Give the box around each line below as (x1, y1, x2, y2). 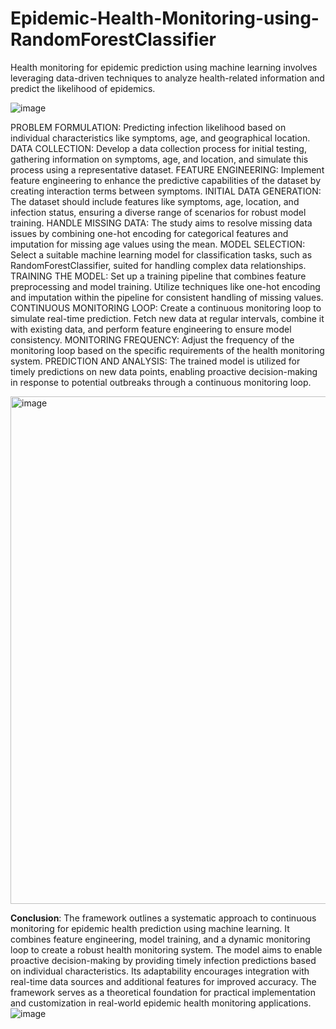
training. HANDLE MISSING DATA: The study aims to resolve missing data (10, 217, 313, 229)
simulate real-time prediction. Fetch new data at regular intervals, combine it (10, 312, 325, 324)
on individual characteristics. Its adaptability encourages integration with (10, 965, 310, 977)
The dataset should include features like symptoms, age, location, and (10, 195, 300, 207)
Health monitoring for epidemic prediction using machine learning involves (10, 61, 318, 73)
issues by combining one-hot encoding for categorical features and (10, 227, 289, 239)
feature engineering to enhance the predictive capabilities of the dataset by (10, 174, 322, 186)
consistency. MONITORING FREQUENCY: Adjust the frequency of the (10, 333, 295, 346)
